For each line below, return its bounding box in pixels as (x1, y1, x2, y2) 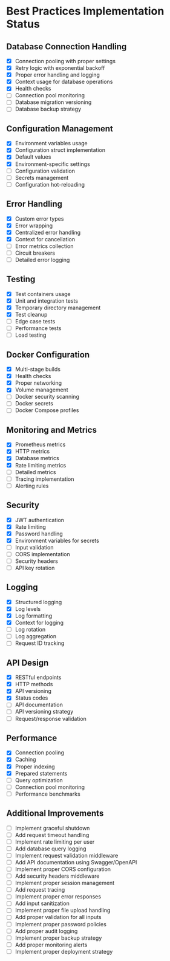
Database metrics (15, 455, 59, 462)
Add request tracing (15, 886, 65, 894)
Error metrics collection (15, 242, 74, 250)
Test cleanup (15, 311, 48, 318)
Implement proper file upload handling (15, 907, 111, 914)
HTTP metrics (15, 448, 50, 455)
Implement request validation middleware (15, 852, 119, 859)
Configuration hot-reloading (15, 181, 85, 188)
